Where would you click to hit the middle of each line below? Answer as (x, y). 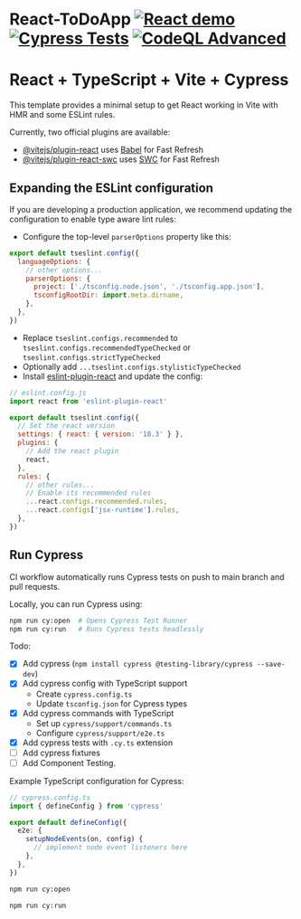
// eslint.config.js (48, 393)
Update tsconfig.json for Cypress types (112, 703)
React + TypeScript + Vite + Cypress (149, 80)
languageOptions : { (54, 261)
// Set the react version (66, 426)
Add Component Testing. (69, 763)
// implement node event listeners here (110, 848)
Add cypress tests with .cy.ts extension (98, 743)
